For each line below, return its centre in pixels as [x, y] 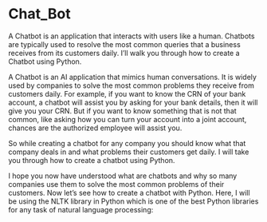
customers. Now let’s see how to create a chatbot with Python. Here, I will [129, 192]
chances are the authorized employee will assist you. [95, 128]
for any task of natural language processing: [81, 209]
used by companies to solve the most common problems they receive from [132, 85]
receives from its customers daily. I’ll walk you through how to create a [124, 53]
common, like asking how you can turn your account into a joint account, [128, 119]
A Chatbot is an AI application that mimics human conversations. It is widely [133, 77]
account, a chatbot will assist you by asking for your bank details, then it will [133, 102]
